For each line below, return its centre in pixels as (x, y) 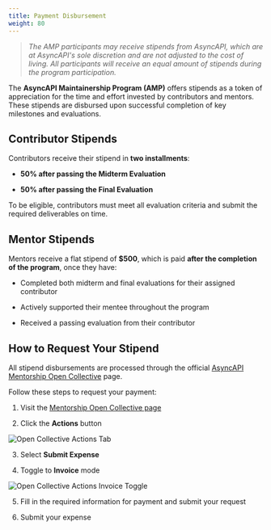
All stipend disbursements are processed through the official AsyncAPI (126, 368)
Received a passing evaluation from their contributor (108, 323)
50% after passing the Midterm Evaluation (93, 174)
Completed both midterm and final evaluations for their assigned (127, 283)
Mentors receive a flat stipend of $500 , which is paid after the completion (133, 259)
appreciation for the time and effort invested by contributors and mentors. (131, 96)
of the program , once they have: (63, 267)
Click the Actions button (61, 423)
